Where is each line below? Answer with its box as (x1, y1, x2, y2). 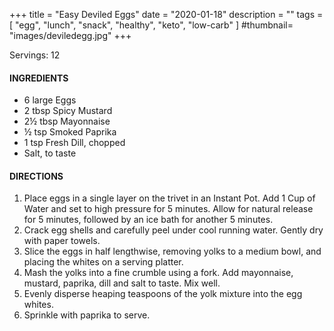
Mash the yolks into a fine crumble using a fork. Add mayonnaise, (23, 267, 294, 279)
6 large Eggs (23, 94, 77, 106)
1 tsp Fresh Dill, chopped (23, 137, 126, 149)
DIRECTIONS (9, 170, 64, 182)
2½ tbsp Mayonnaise (23, 115, 111, 128)
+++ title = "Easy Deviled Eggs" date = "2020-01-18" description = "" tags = (9, 9, 324, 20)
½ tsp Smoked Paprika (23, 126, 117, 138)
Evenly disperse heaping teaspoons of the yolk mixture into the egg (23, 288, 303, 300)
